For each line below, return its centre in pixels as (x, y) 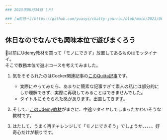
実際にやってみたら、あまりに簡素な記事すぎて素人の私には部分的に (89, 86)
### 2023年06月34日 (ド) (29, 10)
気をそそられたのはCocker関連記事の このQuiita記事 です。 (71, 76)
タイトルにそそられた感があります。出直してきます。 (74, 99)
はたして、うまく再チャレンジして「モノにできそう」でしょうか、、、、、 (84, 126)
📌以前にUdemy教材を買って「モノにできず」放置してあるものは (70, 53)
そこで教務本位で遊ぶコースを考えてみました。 (53, 66)
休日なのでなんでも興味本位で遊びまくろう (70, 40)
